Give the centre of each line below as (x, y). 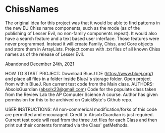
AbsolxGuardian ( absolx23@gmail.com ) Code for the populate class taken (81, 89)
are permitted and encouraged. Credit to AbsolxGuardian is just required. (80, 114)
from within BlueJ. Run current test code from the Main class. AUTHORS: (80, 84)
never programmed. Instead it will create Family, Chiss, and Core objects (79, 44)
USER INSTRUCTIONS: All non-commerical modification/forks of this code (81, 109)
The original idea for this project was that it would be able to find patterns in (82, 23)
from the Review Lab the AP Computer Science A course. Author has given (82, 94)
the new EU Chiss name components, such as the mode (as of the (73, 28)
